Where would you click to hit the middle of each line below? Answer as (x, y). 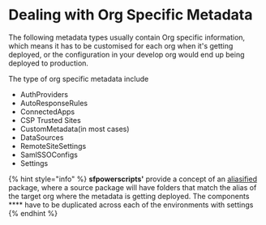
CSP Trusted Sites (50, 120)
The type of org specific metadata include (79, 79)
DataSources (42, 137)
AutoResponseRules (54, 103)
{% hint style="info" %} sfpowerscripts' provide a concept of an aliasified (133, 179)
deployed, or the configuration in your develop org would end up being (127, 54)
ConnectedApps (47, 112)
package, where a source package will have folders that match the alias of (133, 187)
